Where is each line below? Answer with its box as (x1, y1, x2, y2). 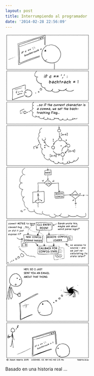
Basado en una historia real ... (5, 366, 68, 372)
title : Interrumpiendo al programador (5, 13, 87, 19)
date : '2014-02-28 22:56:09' (5, 19, 67, 24)
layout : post (5, 8, 33, 13)
